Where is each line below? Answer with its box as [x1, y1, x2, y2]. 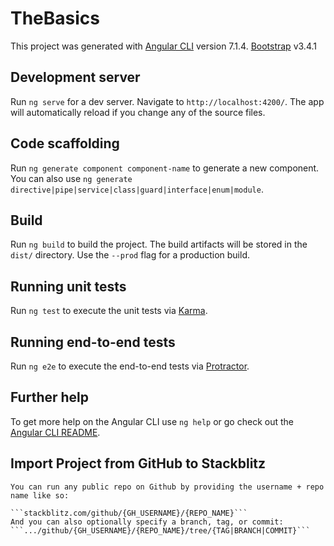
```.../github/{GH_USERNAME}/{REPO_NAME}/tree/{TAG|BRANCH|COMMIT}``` [10, 525, 311, 536]
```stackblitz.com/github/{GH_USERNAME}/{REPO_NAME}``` [10, 508, 248, 518]
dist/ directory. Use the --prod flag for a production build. [10, 249, 250, 261]
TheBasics [10, 7, 101, 30]
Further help [10, 389, 90, 406]
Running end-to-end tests [10, 333, 176, 351]
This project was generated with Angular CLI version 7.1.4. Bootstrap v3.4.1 [10, 40, 317, 52]
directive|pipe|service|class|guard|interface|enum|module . [10, 183, 264, 195]
